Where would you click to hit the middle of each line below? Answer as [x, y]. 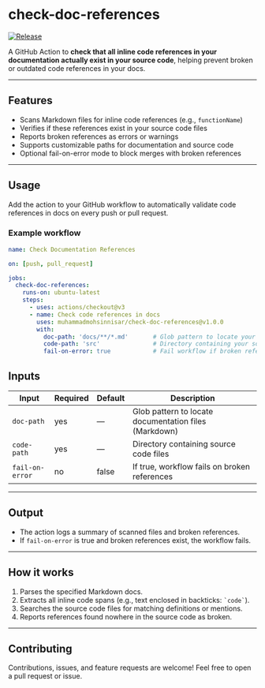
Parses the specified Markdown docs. [81, 591]
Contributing [40, 649]
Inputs [24, 376]
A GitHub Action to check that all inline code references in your [112, 51]
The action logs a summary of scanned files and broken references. [130, 532]
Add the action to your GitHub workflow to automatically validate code [122, 204]
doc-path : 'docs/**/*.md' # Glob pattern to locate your [149, 337]
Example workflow [45, 233]
